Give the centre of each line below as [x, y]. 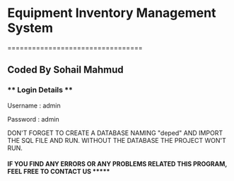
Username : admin [34, 105]
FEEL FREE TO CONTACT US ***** [59, 172]
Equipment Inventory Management [112, 13]
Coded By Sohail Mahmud [65, 70]
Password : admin [34, 119]
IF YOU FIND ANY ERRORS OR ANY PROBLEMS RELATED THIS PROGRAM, [117, 164]
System [30, 28]
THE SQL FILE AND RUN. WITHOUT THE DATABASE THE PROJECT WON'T [117, 140]
